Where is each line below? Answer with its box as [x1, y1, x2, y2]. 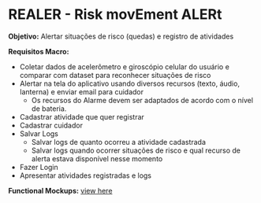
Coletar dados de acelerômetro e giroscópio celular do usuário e [19, 61, 230, 72]
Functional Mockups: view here [8, 186, 113, 195]
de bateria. [31, 104, 67, 113]
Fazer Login [19, 162, 59, 172]
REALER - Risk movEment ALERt [8, 6, 222, 24]
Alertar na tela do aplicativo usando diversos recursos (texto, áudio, [19, 79, 240, 88]
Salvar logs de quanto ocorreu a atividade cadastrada [31, 137, 207, 146]
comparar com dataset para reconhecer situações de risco [19, 70, 211, 79]
